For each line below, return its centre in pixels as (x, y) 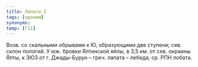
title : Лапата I (26, 12)
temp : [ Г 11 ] (21, 28)
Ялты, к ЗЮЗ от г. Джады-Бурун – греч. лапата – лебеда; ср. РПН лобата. (99, 58)
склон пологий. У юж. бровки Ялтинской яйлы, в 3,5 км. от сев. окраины (99, 52)
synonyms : (18, 23)
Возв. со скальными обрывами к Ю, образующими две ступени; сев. (94, 45)
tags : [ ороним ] (25, 17)
